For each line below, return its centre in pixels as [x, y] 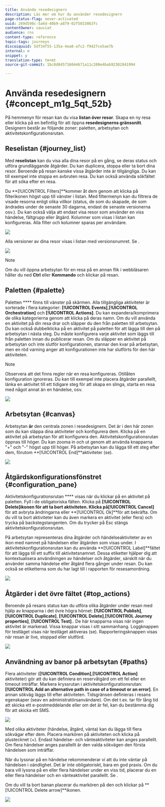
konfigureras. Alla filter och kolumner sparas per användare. [66, 222]
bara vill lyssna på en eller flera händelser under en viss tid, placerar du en [81, 770]
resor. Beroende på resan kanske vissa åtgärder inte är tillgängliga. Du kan [81, 171]
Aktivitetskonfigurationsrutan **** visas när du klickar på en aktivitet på [78, 496]
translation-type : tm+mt [31, 60]
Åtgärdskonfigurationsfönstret [53, 477]
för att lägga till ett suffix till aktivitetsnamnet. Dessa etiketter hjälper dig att [81, 553]
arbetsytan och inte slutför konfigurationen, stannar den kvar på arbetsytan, [82, 344]
